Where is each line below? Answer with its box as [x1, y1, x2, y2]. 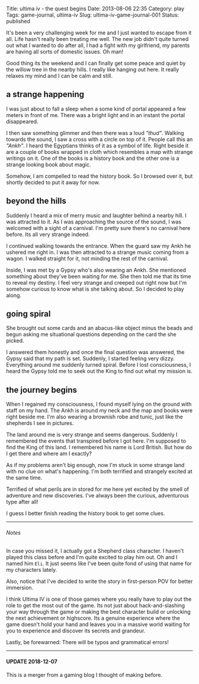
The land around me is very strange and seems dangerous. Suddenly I [6, 431, 178, 439]
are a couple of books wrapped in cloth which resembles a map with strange [6, 148, 194, 155]
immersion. [6, 584, 34, 591]
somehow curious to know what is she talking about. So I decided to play [6, 285, 185, 292]
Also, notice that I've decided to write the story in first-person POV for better [6, 578, 193, 585]
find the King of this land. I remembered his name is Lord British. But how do [6, 444, 192, 451]
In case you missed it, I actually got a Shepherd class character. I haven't [6, 547, 184, 554]
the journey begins [6, 384, 78, 395]
